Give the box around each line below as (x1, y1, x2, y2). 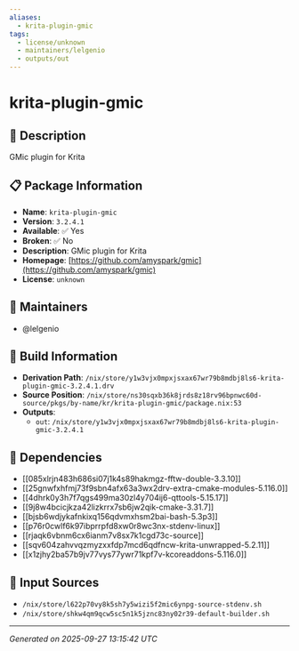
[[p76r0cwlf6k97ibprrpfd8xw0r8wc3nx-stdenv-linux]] (21, 521, 221, 532)
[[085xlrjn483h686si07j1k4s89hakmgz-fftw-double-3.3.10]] (21, 473, 242, 485)
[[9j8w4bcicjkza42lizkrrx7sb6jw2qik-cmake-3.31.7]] (21, 502, 214, 512)
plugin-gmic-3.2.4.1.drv (21, 382, 115, 391)
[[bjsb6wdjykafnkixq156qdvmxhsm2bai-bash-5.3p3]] (21, 511, 218, 522)
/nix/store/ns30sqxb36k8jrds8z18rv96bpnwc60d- (85, 391, 263, 400)
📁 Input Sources (9, 575, 100, 590)
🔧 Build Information (9, 349, 118, 365)
